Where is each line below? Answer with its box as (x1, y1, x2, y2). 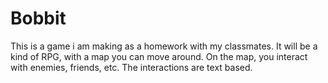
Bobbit (10, 7, 67, 30)
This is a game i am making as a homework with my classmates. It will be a (10, 40, 318, 52)
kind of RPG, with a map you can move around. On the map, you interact (10, 50, 308, 62)
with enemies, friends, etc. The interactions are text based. (10, 61, 253, 73)
